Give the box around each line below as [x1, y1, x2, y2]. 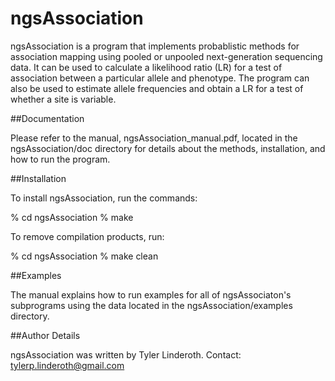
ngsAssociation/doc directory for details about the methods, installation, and [10, 142, 326, 154]
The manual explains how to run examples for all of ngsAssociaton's [10, 288, 292, 301]
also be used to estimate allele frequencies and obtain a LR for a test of [10, 82, 304, 94]
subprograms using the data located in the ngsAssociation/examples [10, 299, 293, 311]
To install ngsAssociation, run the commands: [10, 192, 198, 204]
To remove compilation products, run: [10, 230, 165, 242]
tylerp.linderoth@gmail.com [10, 359, 125, 371]
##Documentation [10, 112, 85, 124]
